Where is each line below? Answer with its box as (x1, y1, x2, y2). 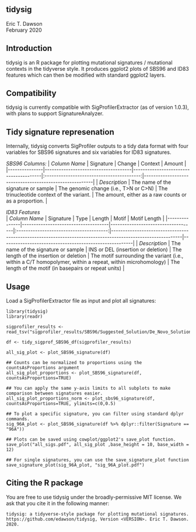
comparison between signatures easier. (6, 390, 103, 397)
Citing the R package (6, 478, 83, 488)
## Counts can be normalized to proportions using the (6, 360, 142, 366)
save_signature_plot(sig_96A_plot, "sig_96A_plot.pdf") (6, 462, 145, 468)
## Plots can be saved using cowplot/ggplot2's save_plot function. (6, 437, 176, 442)
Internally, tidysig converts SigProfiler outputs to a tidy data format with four (6, 143, 188, 150)
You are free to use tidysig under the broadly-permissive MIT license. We (6, 493, 182, 500)
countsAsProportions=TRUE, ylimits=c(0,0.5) (6, 401, 116, 407)
